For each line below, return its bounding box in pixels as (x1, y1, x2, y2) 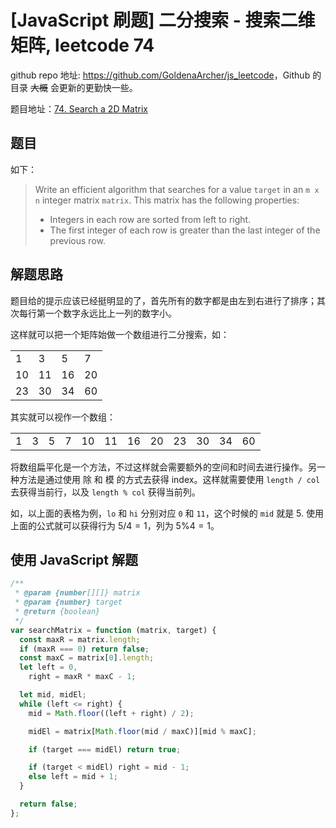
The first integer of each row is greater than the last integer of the (49, 224, 321, 236)
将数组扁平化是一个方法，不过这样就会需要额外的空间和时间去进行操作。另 (10, 461, 317, 473)
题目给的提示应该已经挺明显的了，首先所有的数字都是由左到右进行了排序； (10, 294, 317, 306)
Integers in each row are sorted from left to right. (49, 213, 252, 225)
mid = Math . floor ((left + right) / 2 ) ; (28, 708, 195, 718)
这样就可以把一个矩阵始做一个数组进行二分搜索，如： (10, 328, 230, 340)
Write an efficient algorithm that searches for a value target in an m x (34, 183, 320, 195)
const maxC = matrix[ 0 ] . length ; (19, 653, 155, 663)
